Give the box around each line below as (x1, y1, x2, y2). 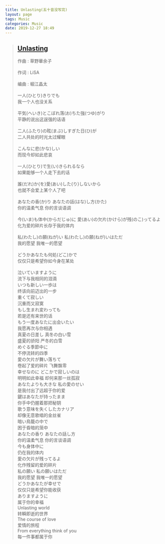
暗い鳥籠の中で (17, 418, 48, 424)
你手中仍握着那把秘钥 (17, 399, 61, 405)
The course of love (17, 516, 56, 522)
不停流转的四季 (17, 350, 48, 356)
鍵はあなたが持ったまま (17, 393, 66, 399)
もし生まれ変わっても (17, 307, 61, 312)
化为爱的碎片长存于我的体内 (17, 222, 75, 229)
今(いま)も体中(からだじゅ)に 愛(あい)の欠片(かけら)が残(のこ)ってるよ (17, 216, 161, 222)
